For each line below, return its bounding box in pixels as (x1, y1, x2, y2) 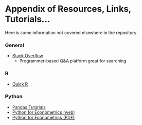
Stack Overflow (12, 53, 44, 59)
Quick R (12, 81, 28, 87)
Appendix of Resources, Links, (5, 3, 131, 15)
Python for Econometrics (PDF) (12, 114, 75, 120)
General (5, 42, 24, 48)
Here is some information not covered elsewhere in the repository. (5, 30, 138, 35)
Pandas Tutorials (12, 104, 46, 110)
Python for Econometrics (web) (12, 109, 75, 115)
